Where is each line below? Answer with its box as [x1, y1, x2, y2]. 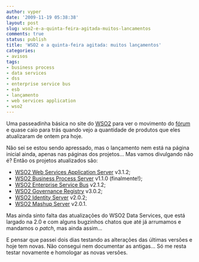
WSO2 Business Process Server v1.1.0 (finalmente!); [14, 175, 143, 182]
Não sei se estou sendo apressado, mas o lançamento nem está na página [6, 144, 189, 151]
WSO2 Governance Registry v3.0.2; [14, 187, 103, 194]
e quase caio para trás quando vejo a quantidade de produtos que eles [6, 126, 180, 133]
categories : [6, 48, 36, 54]
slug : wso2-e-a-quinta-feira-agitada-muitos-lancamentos [6, 25, 151, 32]
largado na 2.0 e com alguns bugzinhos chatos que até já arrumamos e [6, 218, 181, 225]
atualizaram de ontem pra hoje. [6, 132, 83, 139]
